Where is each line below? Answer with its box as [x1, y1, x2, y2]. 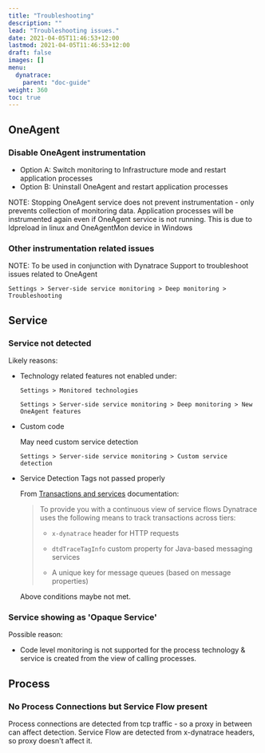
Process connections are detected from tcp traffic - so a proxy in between [8, 719, 253, 728]
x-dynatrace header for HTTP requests [51, 528, 180, 537]
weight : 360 [8, 85, 48, 94]
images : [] [8, 57, 45, 65]
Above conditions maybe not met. [19, 592, 132, 601]
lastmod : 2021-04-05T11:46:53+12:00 [8, 42, 130, 50]
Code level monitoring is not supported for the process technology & [19, 645, 246, 655]
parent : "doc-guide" [22, 78, 91, 86]
